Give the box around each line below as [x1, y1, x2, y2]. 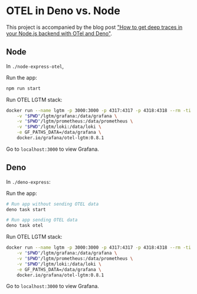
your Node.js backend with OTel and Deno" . [6, 29, 112, 37]
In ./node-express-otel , [6, 62, 64, 70]
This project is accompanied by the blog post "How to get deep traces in [6, 24, 183, 31]
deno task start [6, 206, 46, 213]
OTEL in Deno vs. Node [6, 4, 121, 18]
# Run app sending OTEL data [6, 217, 78, 223]
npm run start [6, 85, 41, 91]
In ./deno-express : [6, 178, 51, 185]
